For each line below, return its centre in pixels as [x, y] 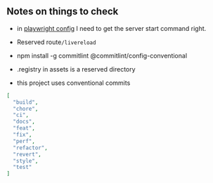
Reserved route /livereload [56, 42]
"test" [22, 168]
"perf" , [24, 141]
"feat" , [24, 128]
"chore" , [26, 109]
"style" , [26, 161]
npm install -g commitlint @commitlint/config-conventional [102, 55]
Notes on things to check [63, 12]
